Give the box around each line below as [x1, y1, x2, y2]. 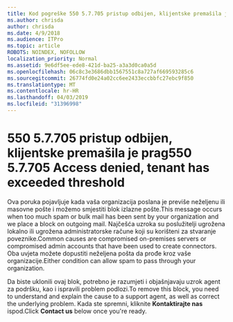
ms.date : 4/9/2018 [7, 29, 60, 37]
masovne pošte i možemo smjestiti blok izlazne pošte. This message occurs [7, 205, 223, 213]
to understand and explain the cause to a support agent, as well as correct [7, 292, 220, 300]
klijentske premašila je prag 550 [7, 145, 192, 161]
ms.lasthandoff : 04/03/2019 [7, 94, 89, 101]
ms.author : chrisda [7, 17, 64, 24]
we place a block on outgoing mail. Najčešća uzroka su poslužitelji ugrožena [7, 219, 225, 228]
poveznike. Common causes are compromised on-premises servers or [7, 234, 207, 243]
